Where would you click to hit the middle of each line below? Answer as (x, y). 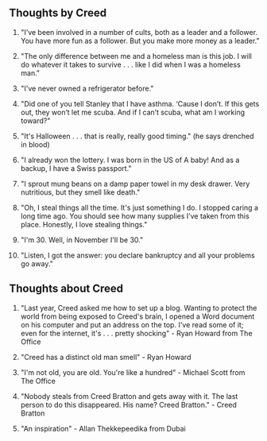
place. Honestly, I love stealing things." (84, 224)
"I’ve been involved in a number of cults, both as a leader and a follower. (139, 32)
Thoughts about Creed (66, 289)
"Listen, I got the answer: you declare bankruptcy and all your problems (137, 255)
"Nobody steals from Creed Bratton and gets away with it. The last (129, 396)
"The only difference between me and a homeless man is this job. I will (136, 56)
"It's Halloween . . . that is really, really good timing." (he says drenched (137, 136)
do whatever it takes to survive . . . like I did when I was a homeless (130, 64)
